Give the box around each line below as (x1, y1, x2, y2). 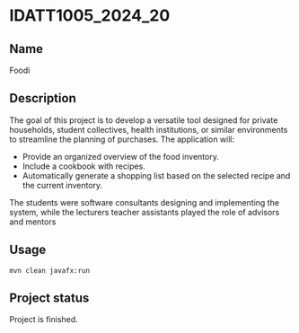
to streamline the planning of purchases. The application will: (9, 134, 235, 145)
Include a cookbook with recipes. (22, 161, 145, 171)
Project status (9, 291, 90, 306)
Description (9, 91, 76, 106)
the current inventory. (22, 180, 103, 190)
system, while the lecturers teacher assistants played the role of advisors (9, 206, 280, 217)
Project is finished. (9, 314, 78, 325)
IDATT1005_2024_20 (9, 5, 171, 26)
